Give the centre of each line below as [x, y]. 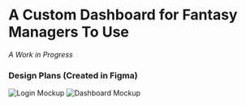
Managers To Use [69, 32]
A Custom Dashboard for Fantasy [123, 15]
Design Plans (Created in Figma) [73, 75]
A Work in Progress [41, 54]
